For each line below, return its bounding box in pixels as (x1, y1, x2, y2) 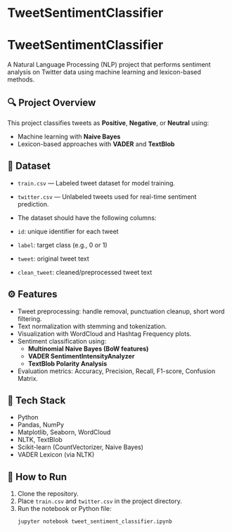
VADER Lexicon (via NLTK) (17, 450, 95, 459)
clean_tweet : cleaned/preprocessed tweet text (17, 268, 153, 276)
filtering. (17, 314, 42, 323)
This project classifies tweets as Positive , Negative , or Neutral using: (7, 118, 210, 127)
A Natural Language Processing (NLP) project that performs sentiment (7, 60, 211, 69)
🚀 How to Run (7, 471, 67, 483)
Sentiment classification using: (17, 337, 107, 345)
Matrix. (17, 374, 39, 382)
